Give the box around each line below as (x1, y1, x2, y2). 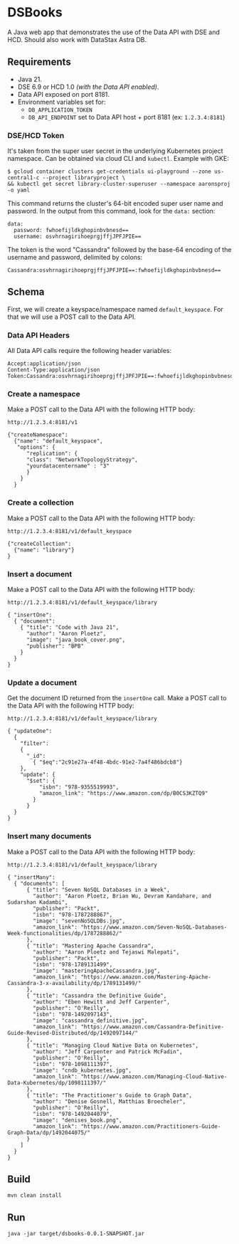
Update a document (7, 678, 77, 687)
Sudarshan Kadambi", (7, 898, 69, 906)
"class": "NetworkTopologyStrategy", (26, 456, 139, 463)
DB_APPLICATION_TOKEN (28, 106, 92, 114)
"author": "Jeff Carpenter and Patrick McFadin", (33, 1048, 183, 1055)
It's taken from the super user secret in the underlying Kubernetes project (7, 147, 223, 155)
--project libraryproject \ (42, 174, 126, 181)
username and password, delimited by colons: (7, 253, 143, 262)
